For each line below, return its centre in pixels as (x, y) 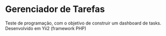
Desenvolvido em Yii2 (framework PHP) (46, 28)
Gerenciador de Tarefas (55, 9)
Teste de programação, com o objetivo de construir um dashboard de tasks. (83, 23)
